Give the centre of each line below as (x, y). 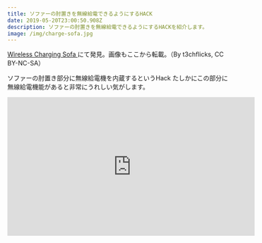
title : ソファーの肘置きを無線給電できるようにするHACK (80, 14)
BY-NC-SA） (26, 63)
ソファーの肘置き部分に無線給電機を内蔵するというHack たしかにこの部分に (118, 78)
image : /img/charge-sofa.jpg (50, 33)
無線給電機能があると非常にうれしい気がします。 (78, 87)
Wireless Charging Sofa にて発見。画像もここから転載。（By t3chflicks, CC (115, 54)
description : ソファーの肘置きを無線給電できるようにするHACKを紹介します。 (108, 27)
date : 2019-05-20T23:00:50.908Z (55, 20)
